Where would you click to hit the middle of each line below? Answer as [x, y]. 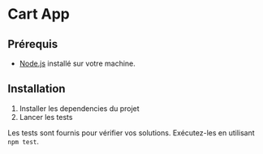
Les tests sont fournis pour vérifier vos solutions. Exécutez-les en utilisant [131, 133]
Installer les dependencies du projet [79, 108]
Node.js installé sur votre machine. [77, 63]
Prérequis [33, 44]
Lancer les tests [46, 117]
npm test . [24, 141]
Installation [37, 89]
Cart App [39, 14]
